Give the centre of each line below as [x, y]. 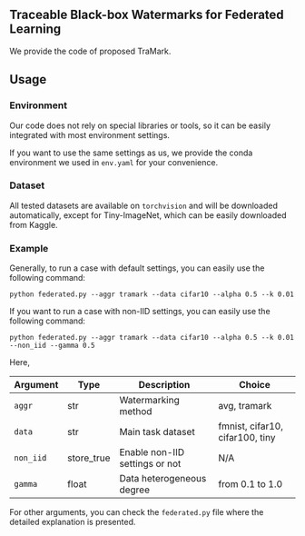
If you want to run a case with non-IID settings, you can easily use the [140, 312]
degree [134, 490]
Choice [255, 385]
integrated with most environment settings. [90, 134]
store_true [89, 458]
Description [164, 385]
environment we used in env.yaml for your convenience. [114, 162]
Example [29, 248]
